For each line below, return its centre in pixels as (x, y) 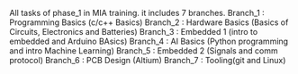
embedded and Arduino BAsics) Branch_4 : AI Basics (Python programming (149, 41)
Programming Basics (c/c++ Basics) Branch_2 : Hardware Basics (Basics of (149, 22)
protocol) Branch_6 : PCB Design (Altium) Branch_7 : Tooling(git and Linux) (148, 60)
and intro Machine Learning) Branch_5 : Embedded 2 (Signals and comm (144, 51)
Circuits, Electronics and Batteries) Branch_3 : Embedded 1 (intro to (134, 32)
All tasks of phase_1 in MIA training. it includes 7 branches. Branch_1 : (137, 13)
